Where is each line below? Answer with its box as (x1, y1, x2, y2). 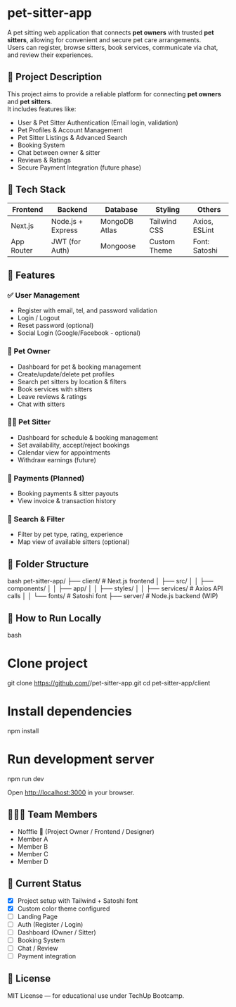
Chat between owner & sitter (17, 148, 100, 156)
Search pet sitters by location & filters (17, 377, 126, 386)
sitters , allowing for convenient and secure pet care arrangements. (7, 35, 202, 44)
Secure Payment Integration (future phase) (17, 163, 142, 172)
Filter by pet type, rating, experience (17, 530, 124, 539)
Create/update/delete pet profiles (17, 369, 114, 378)
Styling (155, 204, 181, 214)
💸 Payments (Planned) (7, 473, 85, 483)
